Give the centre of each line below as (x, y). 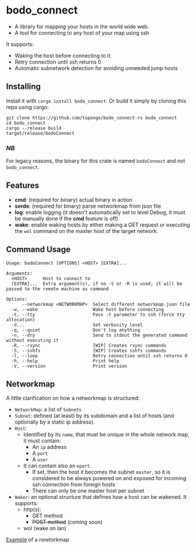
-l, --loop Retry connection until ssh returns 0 (99, 356)
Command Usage (38, 250)
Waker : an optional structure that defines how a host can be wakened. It (100, 497)
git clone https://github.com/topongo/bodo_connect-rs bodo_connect (92, 118)
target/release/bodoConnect (40, 133)
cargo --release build (34, 128)
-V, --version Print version (69, 366)
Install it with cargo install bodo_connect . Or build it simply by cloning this (96, 101)
